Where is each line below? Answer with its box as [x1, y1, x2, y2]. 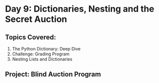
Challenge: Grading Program [12, 51, 70, 57]
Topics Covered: [5, 33, 56, 41]
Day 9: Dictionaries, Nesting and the [5, 3, 155, 15]
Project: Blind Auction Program [5, 70, 101, 79]
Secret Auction [5, 14, 67, 25]
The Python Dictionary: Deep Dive [12, 46, 81, 51]
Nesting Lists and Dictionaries [12, 56, 73, 62]
